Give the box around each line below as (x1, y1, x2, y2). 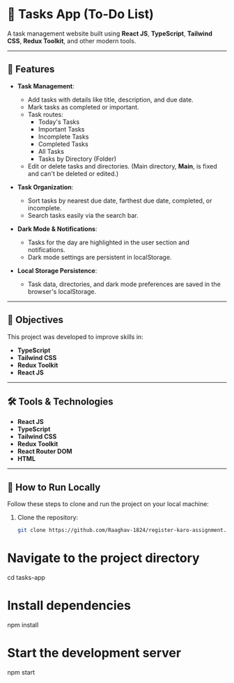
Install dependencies (7, 598, 131, 613)
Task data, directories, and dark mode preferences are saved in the (27, 280, 221, 288)
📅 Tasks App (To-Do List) (7, 6, 155, 22)
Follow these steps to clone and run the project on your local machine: (7, 500, 209, 508)
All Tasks (38, 147, 65, 155)
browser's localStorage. (27, 287, 97, 295)
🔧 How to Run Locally (7, 481, 101, 493)
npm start (7, 668, 36, 676)
